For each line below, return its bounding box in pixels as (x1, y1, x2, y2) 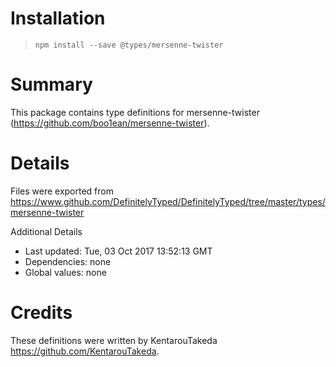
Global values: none (24, 266, 107, 278)
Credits (10, 302, 73, 324)
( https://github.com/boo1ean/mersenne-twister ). (10, 117, 210, 129)
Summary (10, 73, 93, 96)
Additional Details (10, 225, 83, 237)
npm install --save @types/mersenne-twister (34, 40, 224, 50)
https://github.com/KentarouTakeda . (10, 345, 160, 357)
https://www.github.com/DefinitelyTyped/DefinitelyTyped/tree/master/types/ (10, 195, 326, 207)
